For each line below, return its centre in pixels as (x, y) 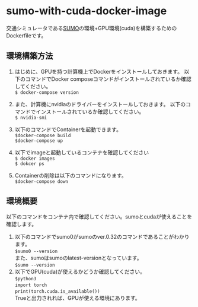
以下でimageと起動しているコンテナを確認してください (82, 152)
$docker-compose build (43, 135)
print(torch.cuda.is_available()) (57, 291)
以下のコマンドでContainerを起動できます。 (68, 129)
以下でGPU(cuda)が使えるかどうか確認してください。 (80, 271)
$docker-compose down (41, 181)
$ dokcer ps (29, 164)
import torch (31, 285)
